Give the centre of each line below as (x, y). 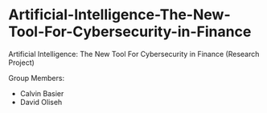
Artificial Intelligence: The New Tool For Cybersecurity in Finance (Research (134, 54)
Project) (21, 63)
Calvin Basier (42, 93)
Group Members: (37, 78)
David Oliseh (41, 102)
